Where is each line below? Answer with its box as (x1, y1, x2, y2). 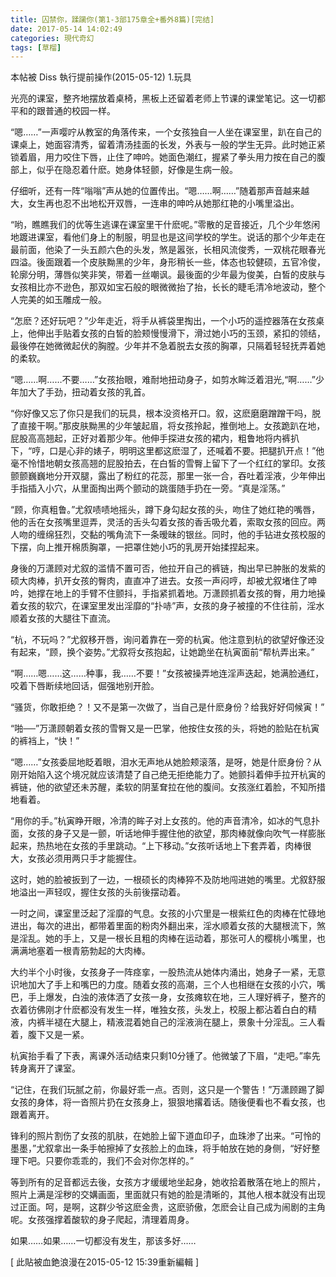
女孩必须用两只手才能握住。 (27, 852, 142, 865)
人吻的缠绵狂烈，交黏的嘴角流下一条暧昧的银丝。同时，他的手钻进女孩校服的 (10, 529, 326, 541)
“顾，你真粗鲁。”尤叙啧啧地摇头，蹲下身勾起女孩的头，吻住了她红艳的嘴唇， (10, 504, 321, 516)
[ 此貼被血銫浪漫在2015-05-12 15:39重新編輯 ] (10, 1256, 200, 1268)
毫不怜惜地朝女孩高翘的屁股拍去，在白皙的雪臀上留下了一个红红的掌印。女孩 (10, 457, 326, 470)
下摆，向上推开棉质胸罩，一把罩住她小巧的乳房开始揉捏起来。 (10, 541, 265, 553)
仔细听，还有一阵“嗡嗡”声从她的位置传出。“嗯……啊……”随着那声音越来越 (10, 185, 310, 197)
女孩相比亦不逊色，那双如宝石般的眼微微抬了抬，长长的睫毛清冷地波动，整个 (10, 281, 326, 293)
